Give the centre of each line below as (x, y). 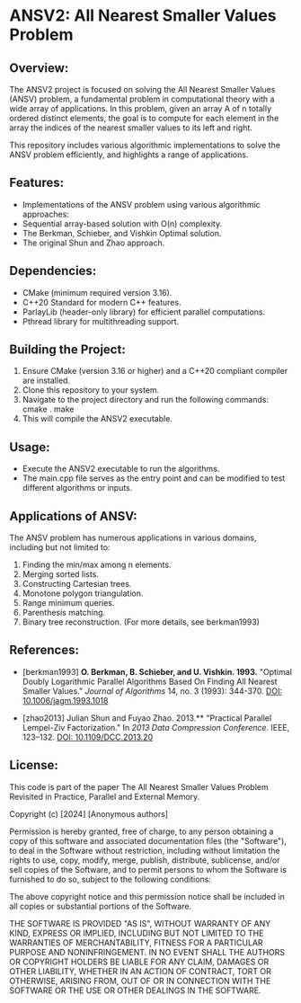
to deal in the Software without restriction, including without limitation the (145, 850)
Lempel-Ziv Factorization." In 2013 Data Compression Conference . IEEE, (156, 727)
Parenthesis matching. (64, 613)
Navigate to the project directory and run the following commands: (146, 400)
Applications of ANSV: (73, 516)
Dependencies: (53, 271)
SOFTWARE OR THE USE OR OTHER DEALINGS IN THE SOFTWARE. (135, 990)
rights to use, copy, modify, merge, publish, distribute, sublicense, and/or (145, 860)
